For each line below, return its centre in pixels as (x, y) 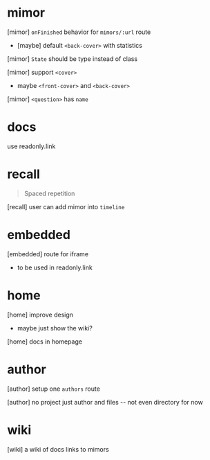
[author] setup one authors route (54, 389)
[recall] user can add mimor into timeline (66, 206)
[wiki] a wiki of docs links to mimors (58, 449)
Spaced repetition (49, 193)
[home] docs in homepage (45, 342)
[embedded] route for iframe (48, 254)
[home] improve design (40, 315)
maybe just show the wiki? (55, 328)
